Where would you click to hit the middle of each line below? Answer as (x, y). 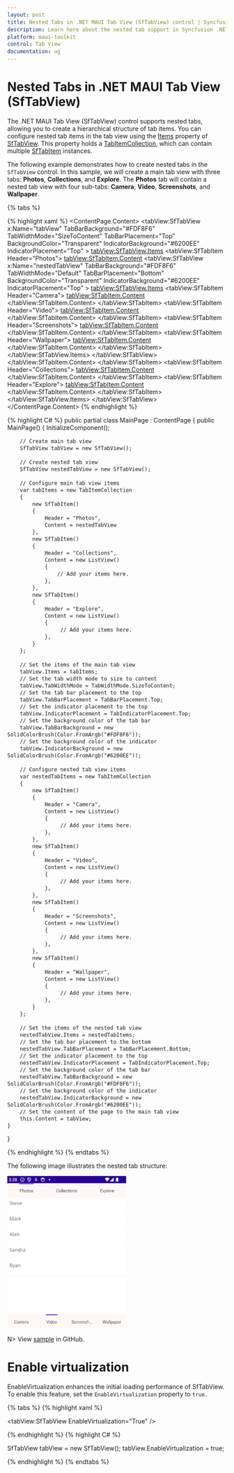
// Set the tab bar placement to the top (80, 692)
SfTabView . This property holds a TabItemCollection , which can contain (110, 143)
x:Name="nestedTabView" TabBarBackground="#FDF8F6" (92, 265)
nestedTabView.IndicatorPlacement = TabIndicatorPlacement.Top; (115, 1063)
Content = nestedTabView (80, 525)
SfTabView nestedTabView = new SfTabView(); (85, 469)
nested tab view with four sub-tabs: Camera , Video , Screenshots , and (109, 186)
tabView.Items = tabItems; (59, 672)
